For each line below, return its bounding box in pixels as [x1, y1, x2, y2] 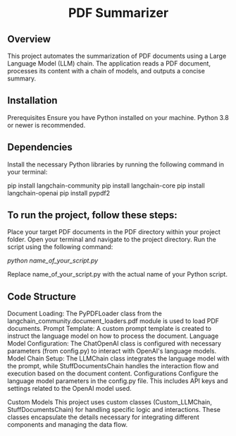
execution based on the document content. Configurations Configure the [7, 369, 218, 378]
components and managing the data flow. [7, 420, 128, 429]
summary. [7, 74, 37, 83]
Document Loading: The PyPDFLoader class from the [7, 309, 162, 318]
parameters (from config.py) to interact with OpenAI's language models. [7, 347, 217, 356]
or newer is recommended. [7, 121, 86, 129]
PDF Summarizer [68, 5, 169, 21]
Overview [7, 33, 51, 45]
